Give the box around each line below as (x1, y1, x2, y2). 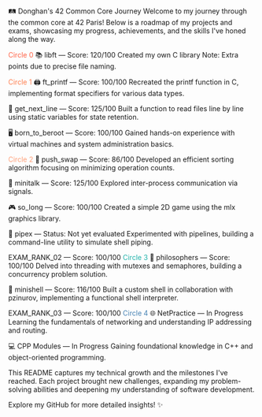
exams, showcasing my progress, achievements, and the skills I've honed (8, 26, 246, 35)
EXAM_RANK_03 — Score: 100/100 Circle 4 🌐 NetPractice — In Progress (8, 308, 244, 318)
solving (8, 385, 32, 394)
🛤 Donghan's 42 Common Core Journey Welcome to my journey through (8, 6, 248, 16)
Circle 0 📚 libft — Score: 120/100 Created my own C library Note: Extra (8, 50, 238, 59)
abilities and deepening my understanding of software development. (33, 385, 255, 394)
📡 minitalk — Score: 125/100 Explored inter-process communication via (8, 178, 238, 188)
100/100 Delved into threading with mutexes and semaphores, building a (8, 261, 242, 270)
